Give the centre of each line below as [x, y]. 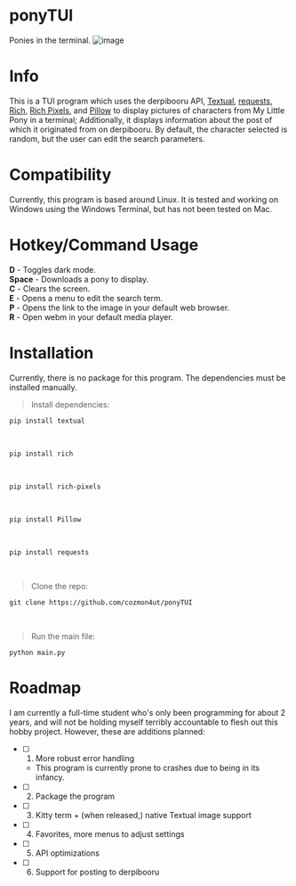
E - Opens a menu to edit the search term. [86, 298]
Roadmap [45, 688]
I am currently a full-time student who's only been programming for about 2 [148, 712]
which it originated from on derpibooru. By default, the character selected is [148, 129]
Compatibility [60, 175]
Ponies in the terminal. [50, 40]
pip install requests [49, 552]
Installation [52, 353]
